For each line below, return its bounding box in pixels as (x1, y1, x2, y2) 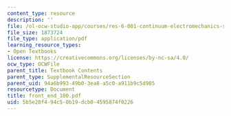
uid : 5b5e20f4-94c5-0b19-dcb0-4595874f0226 (7, 99, 134, 106)
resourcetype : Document (7, 86, 76, 93)
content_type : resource (7, 10, 76, 17)
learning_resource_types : (7, 42, 81, 48)
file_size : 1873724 (7, 29, 63, 36)
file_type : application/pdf (7, 35, 88, 42)
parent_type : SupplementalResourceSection (7, 73, 131, 81)
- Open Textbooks (7, 48, 57, 55)
